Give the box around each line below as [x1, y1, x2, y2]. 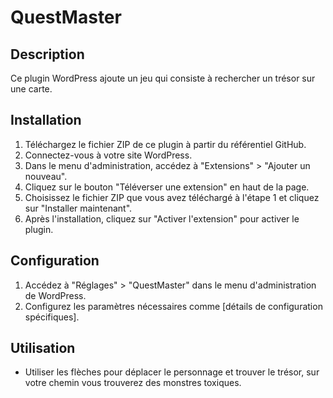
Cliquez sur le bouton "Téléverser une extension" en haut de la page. [24, 181, 310, 193]
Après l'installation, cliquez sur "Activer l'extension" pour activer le [24, 212, 300, 225]
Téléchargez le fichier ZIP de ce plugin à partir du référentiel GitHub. [24, 138, 307, 150]
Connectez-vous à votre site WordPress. [24, 149, 193, 161]
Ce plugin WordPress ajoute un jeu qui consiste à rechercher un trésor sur [10, 72, 316, 84]
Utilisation [10, 340, 76, 357]
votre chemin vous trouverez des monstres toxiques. [24, 377, 242, 389]
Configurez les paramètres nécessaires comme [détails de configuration [24, 300, 323, 312]
